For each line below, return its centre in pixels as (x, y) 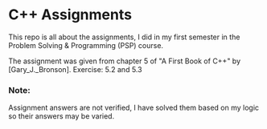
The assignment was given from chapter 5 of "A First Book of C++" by (125, 61)
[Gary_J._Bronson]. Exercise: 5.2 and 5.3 (75, 69)
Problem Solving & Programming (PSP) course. (86, 45)
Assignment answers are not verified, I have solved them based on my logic (134, 108)
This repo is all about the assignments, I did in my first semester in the (124, 37)
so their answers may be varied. (62, 116)
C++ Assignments (70, 15)
